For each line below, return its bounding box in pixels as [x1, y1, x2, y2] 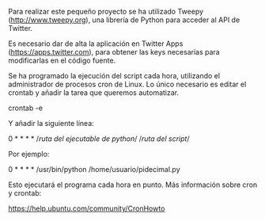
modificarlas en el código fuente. [8, 55, 116, 65]
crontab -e [8, 103, 44, 112]
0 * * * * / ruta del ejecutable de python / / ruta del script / [8, 134, 190, 143]
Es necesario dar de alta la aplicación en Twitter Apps [8, 39, 184, 48]
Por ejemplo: [8, 150, 50, 158]
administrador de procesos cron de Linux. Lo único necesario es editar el [8, 79, 247, 89]
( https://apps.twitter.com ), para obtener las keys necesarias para [8, 48, 220, 56]
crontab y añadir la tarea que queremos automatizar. [8, 88, 180, 97]
